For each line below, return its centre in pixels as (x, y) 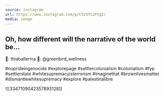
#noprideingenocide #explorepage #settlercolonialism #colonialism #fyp (80, 69)
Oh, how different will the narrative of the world (80, 39)
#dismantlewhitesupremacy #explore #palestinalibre (59, 79)
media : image (19, 19)
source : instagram (24, 10)
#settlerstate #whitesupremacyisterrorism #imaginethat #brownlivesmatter (82, 74)
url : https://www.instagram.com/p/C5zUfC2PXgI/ (56, 14)
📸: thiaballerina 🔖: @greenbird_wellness (46, 59)
